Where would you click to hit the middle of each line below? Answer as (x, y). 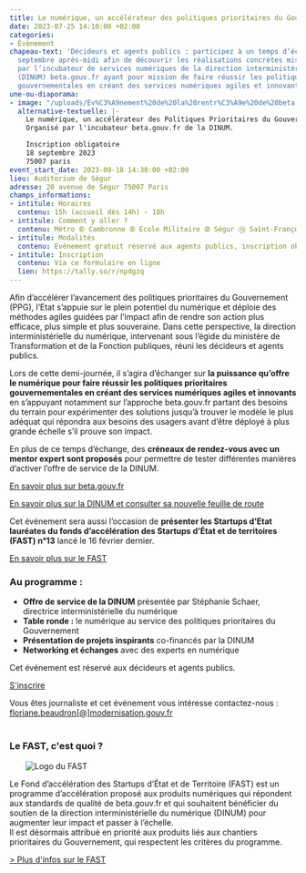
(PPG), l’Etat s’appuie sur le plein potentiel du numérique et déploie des (143, 307)
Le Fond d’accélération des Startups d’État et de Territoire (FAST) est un (144, 784)
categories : (32, 35)
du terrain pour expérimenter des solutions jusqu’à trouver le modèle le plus (152, 412)
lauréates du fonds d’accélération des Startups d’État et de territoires (143, 531)
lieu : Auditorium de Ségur (61, 179)
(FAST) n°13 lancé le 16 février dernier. (82, 540)
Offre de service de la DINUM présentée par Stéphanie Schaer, (142, 601)
